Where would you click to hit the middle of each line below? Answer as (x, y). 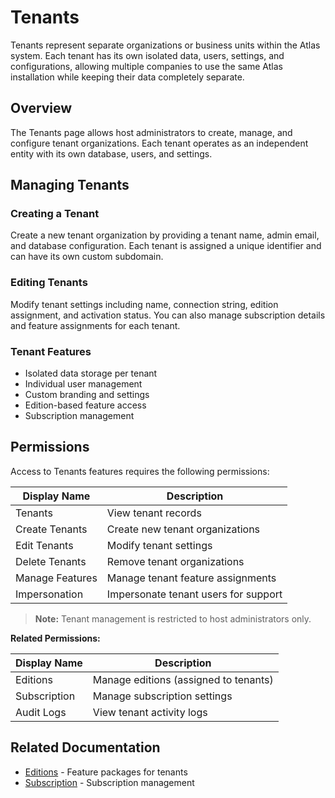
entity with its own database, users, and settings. (111, 153)
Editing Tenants (49, 283)
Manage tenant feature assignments (191, 578)
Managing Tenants (70, 185)
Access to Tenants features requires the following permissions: (140, 471)
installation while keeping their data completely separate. (127, 77)
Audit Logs (41, 712)
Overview (41, 108)
